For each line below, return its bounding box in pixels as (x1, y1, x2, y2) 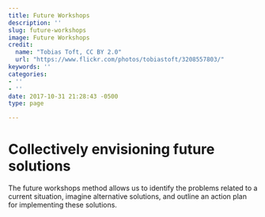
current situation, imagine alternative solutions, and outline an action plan (8, 192, 248, 201)
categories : (8, 70, 47, 78)
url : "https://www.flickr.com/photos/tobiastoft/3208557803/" (15, 56, 225, 64)
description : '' (8, 19, 62, 27)
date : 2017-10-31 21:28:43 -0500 (8, 92, 119, 100)
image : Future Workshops (8, 33, 90, 42)
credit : (8, 41, 34, 49)
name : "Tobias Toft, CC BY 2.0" (15, 48, 123, 56)
